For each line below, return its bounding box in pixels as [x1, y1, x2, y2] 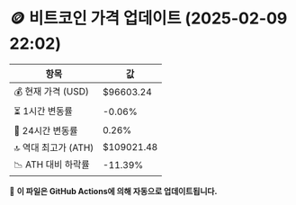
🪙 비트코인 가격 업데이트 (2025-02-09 [9, 8, 288, 29]
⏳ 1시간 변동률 [13, 104, 74, 117]
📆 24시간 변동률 [13, 124, 78, 137]
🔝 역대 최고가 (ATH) [13, 141, 94, 154]
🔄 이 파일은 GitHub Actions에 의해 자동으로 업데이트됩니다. [9, 185, 218, 196]
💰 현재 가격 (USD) [13, 85, 90, 97]
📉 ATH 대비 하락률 [13, 158, 90, 171]
